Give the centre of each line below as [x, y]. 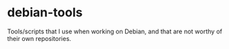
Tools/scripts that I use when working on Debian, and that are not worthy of [115, 31]
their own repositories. [39, 38]
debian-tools [45, 13]
